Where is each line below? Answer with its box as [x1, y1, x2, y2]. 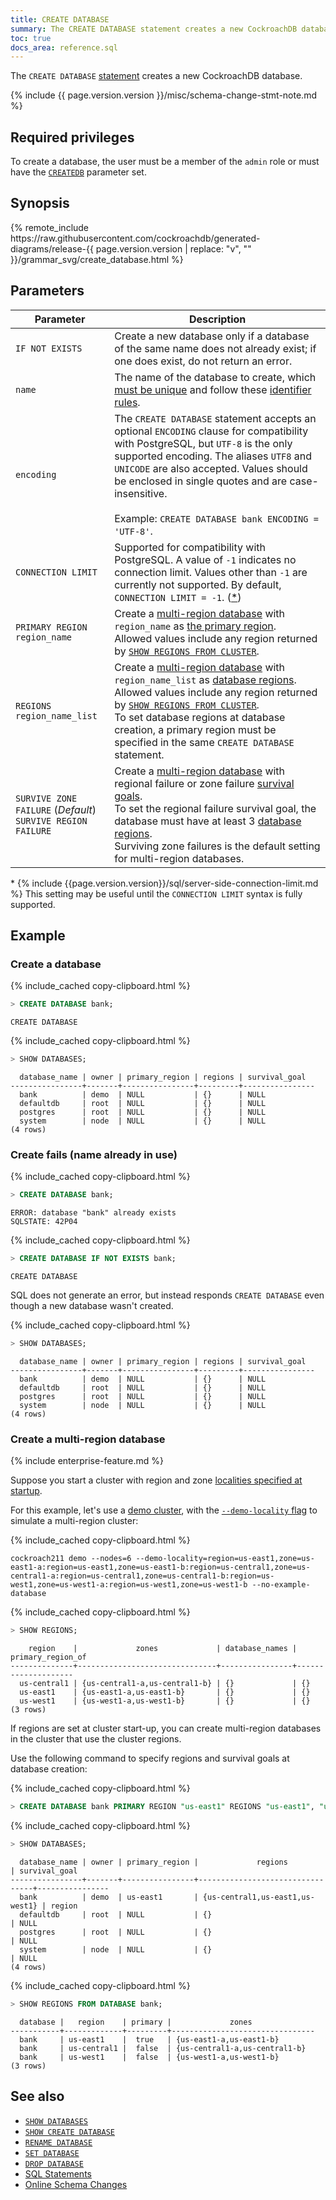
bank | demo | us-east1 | [19, 1892, 199, 1902]
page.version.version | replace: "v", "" [95, 242, 252, 255]
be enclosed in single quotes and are [114, 474, 288, 488]
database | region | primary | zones [19, 2017, 253, 2027]
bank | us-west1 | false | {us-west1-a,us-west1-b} [19, 2052, 280, 2062]
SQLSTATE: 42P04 [10, 1217, 78, 1227]
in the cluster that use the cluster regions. [10, 1733, 182, 1745]
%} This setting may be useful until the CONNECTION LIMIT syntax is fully [10, 887, 303, 900]
